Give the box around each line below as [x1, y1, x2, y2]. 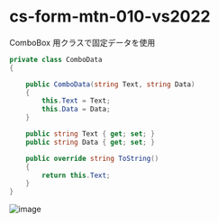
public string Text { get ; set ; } [25, 129, 155, 138]
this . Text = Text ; [41, 96, 111, 105]
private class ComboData [9, 55, 103, 64]
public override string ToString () [25, 154, 160, 163]
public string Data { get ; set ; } [25, 138, 155, 147]
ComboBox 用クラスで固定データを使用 [9, 37, 156, 48]
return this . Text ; [41, 171, 111, 180]
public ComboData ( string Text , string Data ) [25, 79, 196, 89]
